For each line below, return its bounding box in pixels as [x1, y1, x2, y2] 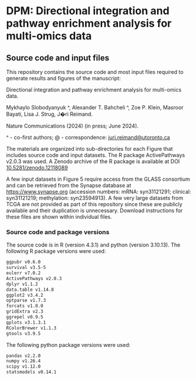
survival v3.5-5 [6, 265, 46, 271]
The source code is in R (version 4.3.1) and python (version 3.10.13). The [6, 241, 181, 249]
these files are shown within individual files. [6, 213, 112, 220]
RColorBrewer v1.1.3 [6, 325, 57, 331]
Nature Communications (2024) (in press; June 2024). [6, 122, 139, 129]
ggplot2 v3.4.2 [6, 292, 44, 298]
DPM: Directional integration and [6, 4, 170, 18]
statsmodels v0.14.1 [6, 369, 57, 375]
